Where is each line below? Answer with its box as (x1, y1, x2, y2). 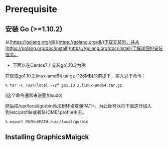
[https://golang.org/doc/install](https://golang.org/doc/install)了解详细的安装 (5, 45, 163, 51)
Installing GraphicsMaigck (5, 133, 89, 141)
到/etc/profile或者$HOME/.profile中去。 (5, 109, 87, 115)
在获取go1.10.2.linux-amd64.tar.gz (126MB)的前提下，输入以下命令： (5, 73, 146, 79)
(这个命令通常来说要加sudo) (5, 92, 63, 98)
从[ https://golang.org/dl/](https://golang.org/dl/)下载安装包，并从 (5, 39, 139, 45)
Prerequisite (5, 4, 58, 15)
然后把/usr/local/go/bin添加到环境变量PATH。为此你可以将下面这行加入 (5, 103, 152, 109)
